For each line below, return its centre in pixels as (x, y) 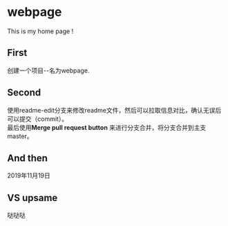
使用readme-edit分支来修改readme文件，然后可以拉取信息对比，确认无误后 (114, 110)
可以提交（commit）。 (37, 119)
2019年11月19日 (29, 176)
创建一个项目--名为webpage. (48, 70)
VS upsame (32, 198)
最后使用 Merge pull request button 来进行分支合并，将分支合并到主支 (107, 127)
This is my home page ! (40, 31)
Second (24, 93)
